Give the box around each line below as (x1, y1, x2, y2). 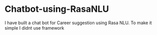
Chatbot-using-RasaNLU (4, 3, 109, 15)
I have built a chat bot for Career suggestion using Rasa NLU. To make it (4, 20, 152, 26)
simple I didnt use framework (4, 25, 65, 31)
